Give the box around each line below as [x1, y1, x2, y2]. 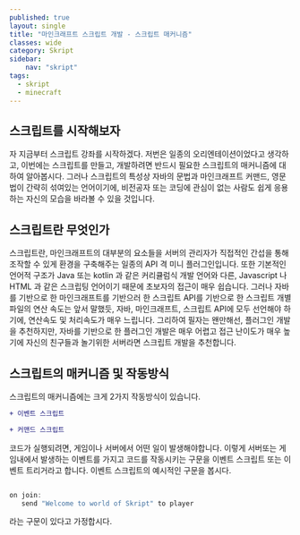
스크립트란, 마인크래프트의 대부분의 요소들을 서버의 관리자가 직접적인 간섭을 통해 [9, 248, 289, 259]
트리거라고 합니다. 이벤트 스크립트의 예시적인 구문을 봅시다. [25, 464, 232, 475]
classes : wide [9, 38, 63, 47]
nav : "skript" [25, 64, 78, 72]
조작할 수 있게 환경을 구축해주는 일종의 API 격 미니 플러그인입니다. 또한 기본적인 [9, 259, 287, 269]
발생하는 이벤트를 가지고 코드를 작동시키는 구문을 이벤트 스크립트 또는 [39, 454, 282, 464]
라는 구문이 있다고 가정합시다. [9, 516, 113, 527]
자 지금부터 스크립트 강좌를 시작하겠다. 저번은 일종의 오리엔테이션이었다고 [9, 149, 266, 159]
